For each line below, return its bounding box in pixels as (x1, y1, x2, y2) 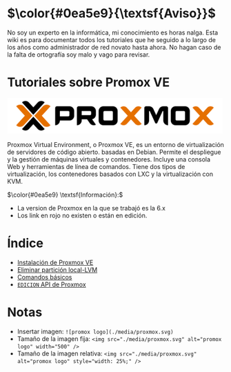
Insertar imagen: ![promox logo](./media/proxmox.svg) (17, 327, 174, 335)
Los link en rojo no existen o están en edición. (17, 211, 148, 219)
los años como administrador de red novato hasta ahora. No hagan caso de (7, 43, 221, 51)
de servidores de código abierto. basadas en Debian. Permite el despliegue (7, 148, 221, 156)
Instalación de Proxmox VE (17, 258, 94, 266)
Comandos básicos (17, 273, 72, 281)
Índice (7, 235, 43, 251)
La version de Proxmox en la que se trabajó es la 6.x (17, 204, 165, 212)
